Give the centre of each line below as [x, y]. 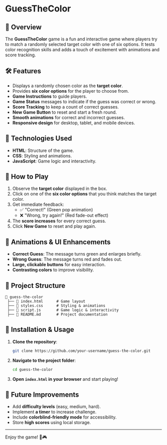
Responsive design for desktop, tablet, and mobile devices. [74, 123]
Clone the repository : [35, 341]
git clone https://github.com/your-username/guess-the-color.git [81, 351]
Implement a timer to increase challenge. [54, 412]
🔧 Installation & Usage [40, 330]
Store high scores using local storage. [51, 423]
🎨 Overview [23, 27]
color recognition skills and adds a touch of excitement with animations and [83, 50]
